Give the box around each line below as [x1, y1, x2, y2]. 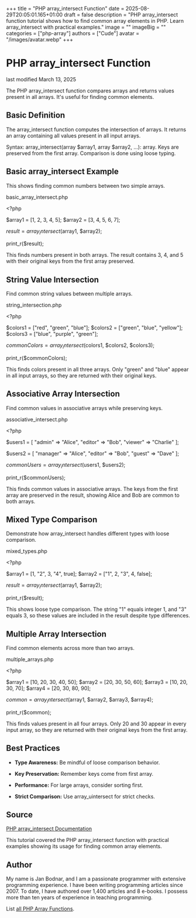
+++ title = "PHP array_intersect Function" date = [6, 5, 125, 12]
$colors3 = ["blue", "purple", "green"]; [6, 331, 98, 338]
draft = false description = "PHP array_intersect [64, 11, 178, 18]
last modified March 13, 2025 [6, 75, 76, 82]
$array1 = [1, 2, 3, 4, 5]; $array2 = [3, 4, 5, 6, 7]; [6, 216, 121, 223]
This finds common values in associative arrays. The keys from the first [6, 485, 178, 492]
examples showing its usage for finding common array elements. [6, 843, 162, 850]
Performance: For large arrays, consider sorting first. [14, 781, 143, 789]
